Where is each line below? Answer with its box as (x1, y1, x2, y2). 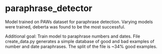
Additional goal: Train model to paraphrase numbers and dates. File (5, 33, 141, 39)
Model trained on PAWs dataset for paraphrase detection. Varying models (5, 19, 153, 25)
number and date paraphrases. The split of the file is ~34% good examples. (5, 43, 158, 49)
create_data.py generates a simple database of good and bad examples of (5, 38, 155, 44)
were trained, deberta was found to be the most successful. (5, 24, 125, 29)
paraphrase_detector (5, 3, 93, 14)
